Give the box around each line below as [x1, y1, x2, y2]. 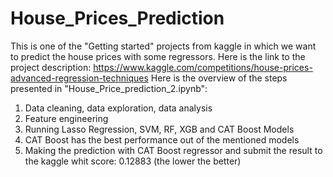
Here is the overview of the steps [150, 72, 288, 84]
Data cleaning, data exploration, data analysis [24, 102, 213, 114]
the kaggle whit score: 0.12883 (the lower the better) [24, 155, 242, 167]
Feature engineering [24, 112, 109, 124]
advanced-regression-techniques [10, 72, 149, 84]
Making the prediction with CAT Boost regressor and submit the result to [24, 144, 323, 156]
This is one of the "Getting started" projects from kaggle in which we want [10, 40, 317, 52]
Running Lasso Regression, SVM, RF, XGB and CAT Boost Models [24, 123, 295, 135]
